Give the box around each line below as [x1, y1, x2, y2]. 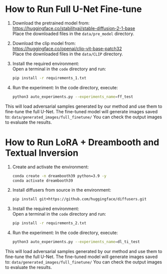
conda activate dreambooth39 [12, 178, 73, 183]
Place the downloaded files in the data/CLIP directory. [12, 51, 123, 57]
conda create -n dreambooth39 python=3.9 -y [12, 173, 107, 178]
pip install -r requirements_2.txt [12, 221, 87, 226]
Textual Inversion [5, 147, 79, 158]
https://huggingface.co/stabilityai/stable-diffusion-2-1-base [12, 25, 136, 31]
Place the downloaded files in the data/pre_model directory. [12, 30, 135, 36]
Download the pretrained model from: [12, 20, 90, 26]
